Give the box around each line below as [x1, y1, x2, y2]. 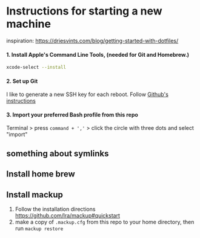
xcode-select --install [6, 65, 67, 71]
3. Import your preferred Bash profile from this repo [6, 111, 138, 118]
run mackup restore [15, 225, 64, 232]
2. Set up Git [6, 77, 38, 85]
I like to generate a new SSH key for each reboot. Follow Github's [6, 91, 168, 98]
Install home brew [6, 169, 76, 179]
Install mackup [6, 189, 64, 200]
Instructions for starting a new [6, 4, 162, 18]
